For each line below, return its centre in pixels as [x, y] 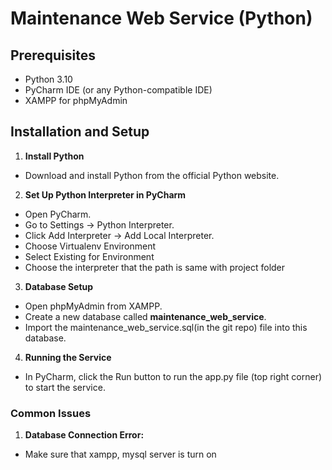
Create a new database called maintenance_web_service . [145, 316]
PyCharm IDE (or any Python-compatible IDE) [118, 90]
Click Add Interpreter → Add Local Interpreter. [119, 235]
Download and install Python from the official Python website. [152, 175]
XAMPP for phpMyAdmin [76, 100]
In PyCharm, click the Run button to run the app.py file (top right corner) [173, 376]
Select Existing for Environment [89, 256]
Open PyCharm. [58, 214]
